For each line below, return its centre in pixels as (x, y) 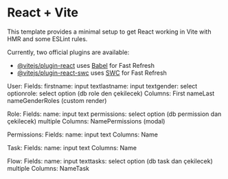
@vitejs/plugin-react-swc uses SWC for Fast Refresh (92, 73)
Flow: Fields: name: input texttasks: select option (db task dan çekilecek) (110, 161)
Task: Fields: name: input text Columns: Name (72, 147)
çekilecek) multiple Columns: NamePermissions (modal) (86, 121)
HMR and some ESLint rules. (47, 38)
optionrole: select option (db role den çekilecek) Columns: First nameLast (111, 93)
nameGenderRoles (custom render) (57, 100)
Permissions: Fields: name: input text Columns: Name (82, 134)
